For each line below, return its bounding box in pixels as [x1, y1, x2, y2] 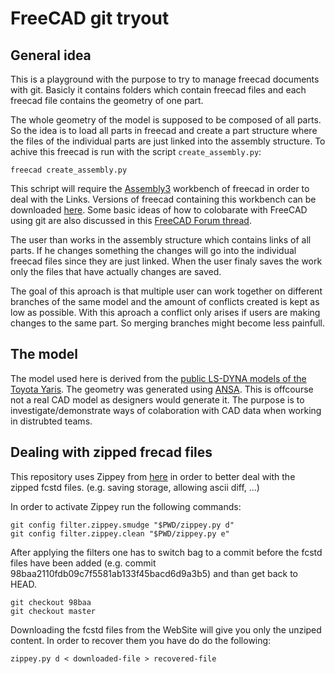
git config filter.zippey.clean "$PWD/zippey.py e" [10, 528, 230, 539]
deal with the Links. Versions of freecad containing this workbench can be [10, 193, 317, 205]
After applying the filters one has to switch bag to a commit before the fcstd [10, 546, 323, 558]
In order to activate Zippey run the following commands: [10, 500, 242, 512]
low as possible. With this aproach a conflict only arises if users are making [10, 307, 321, 318]
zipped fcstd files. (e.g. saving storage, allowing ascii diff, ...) [10, 481, 260, 493]
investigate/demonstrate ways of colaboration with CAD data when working [10, 404, 322, 416]
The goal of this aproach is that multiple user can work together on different [10, 285, 323, 297]
